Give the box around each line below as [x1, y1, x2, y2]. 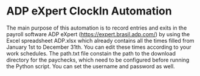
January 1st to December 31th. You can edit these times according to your [6, 43, 191, 51]
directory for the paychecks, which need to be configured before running [6, 56, 190, 63]
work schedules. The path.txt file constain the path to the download [6, 49, 176, 57]
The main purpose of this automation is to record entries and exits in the [6, 24, 187, 31]
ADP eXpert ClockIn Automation [6, 4, 172, 18]
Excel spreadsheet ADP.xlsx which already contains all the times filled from [6, 37, 195, 44]
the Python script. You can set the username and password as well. [6, 62, 175, 70]
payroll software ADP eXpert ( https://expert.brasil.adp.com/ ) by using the [6, 30, 190, 37]
